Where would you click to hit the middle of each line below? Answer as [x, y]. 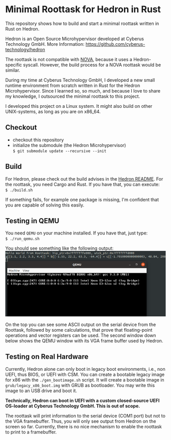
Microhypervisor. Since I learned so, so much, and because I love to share [83, 91]
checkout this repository [38, 140]
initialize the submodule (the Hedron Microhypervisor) [69, 145]
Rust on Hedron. [22, 28]
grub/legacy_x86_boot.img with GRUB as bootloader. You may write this [80, 385]
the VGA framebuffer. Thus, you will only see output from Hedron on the [81, 421]
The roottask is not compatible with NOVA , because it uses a [69, 59]
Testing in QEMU [32, 221]
